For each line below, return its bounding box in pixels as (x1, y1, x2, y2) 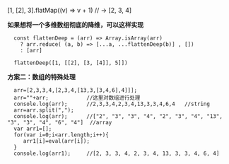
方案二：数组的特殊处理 (7, 73, 76, 81)
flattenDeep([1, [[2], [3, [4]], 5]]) (13, 59, 129, 66)
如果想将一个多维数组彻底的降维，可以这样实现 (7, 20, 143, 29)
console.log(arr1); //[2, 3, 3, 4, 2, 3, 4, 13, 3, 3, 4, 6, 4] (13, 150, 220, 157)
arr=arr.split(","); (13, 107, 74, 114)
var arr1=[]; (13, 125, 52, 132)
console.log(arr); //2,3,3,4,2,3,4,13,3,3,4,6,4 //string (13, 100, 211, 107)
